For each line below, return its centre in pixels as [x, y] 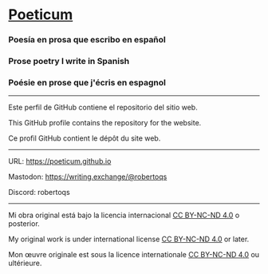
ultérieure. [25, 263]
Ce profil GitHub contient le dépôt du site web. [85, 138]
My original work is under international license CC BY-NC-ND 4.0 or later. [129, 239]
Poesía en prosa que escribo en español [87, 40]
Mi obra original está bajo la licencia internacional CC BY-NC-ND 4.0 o [124, 215]
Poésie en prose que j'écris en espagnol [87, 82]
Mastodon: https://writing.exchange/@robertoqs [88, 177]
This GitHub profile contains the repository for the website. [105, 123]
